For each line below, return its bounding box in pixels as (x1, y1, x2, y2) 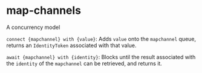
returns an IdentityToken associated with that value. (6, 42, 137, 49)
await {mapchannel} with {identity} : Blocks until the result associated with (6, 53, 196, 60)
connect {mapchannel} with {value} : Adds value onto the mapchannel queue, (6, 35, 197, 42)
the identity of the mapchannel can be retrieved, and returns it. (6, 60, 162, 67)
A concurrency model (6, 24, 60, 31)
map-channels (6, 4, 82, 17)
